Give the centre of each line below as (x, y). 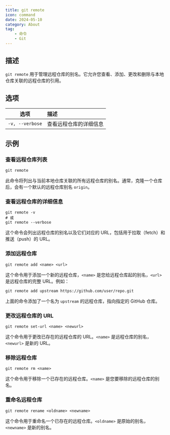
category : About (23, 24)
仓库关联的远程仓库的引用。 (35, 81)
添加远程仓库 (21, 253)
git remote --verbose (28, 223)
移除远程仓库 (21, 358)
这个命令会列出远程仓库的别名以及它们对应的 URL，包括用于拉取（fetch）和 (85, 233)
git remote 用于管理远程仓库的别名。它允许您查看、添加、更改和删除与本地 (85, 74)
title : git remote (25, 10)
